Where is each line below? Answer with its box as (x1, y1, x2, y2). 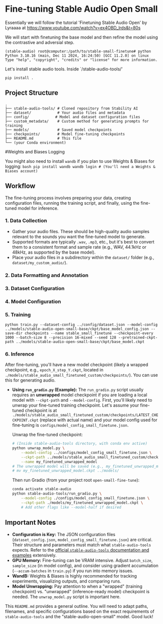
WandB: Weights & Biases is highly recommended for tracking (12, 573, 137, 579)
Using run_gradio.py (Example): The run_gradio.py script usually (12, 387, 144, 393)
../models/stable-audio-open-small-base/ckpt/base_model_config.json (5, 326, 149, 331)
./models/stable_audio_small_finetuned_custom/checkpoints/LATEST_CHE (12, 413, 159, 418)
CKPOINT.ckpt (12, 418, 39, 423)
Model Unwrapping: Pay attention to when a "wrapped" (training (12, 583, 143, 589)
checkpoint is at (25, 408, 57, 413)
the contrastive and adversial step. (5, 39, 74, 45)
